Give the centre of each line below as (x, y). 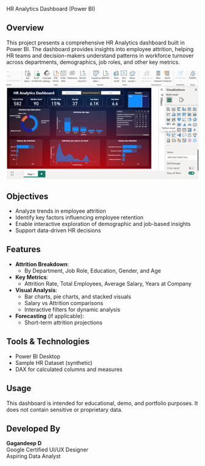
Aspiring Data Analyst (34, 456)
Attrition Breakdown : (42, 264)
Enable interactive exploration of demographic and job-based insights (103, 224)
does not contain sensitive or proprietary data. (65, 409)
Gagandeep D (24, 443)
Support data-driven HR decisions (58, 230)
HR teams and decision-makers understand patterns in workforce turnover (100, 55)
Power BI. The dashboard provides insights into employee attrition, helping (100, 49)
